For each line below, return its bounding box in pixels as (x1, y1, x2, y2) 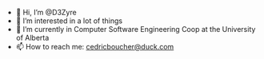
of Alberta (15, 33, 50, 42)
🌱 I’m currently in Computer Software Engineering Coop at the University (15, 25, 256, 33)
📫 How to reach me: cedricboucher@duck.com (15, 42, 174, 51)
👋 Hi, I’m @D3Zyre (15, 8, 78, 17)
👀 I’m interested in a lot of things (15, 16, 122, 26)
